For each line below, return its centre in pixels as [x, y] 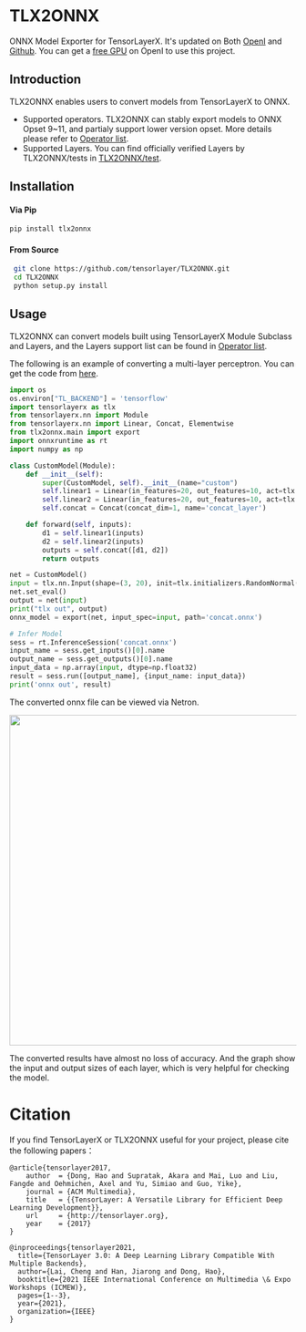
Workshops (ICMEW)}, [49, 1287]
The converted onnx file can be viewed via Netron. [104, 702]
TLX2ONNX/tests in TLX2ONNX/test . [92, 158]
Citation [40, 1115]
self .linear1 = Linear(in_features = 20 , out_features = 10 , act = [163, 491]
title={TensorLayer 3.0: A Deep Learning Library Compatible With [146, 1255]
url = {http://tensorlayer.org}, [97, 1215]
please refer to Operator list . [76, 139]
